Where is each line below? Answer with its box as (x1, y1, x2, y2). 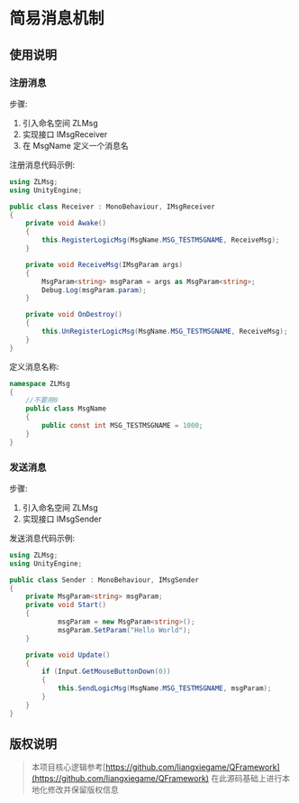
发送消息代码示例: (9, 532, 76, 543)
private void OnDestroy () (25, 310, 123, 319)
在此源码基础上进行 (211, 773, 283, 784)
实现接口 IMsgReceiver (22, 128, 108, 140)
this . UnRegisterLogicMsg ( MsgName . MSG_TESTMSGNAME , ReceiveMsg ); (41, 327, 288, 336)
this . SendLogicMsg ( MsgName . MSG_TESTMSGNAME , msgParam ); (57, 684, 272, 693)
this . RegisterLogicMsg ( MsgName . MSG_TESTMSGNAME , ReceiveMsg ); (41, 235, 280, 245)
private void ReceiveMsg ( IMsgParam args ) (25, 260, 183, 269)
